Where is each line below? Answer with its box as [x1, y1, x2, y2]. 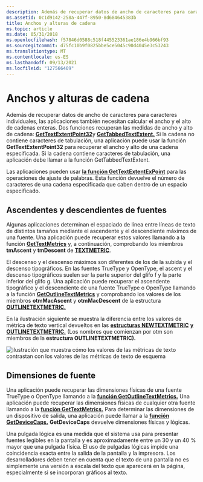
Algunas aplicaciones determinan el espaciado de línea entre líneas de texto [6, 221, 196, 228]
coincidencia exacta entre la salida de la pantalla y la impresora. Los [6, 449, 176, 457]
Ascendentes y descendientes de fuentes [6, 205, 167, 215]
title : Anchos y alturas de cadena [6, 20, 96, 26]
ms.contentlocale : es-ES [6, 54, 69, 60]
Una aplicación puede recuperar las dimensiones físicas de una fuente [6, 386, 182, 394]
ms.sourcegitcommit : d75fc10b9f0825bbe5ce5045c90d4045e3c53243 [6, 43, 169, 49]
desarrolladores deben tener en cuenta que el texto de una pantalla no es [6, 455, 189, 463]
